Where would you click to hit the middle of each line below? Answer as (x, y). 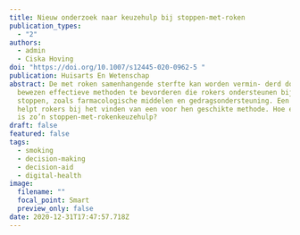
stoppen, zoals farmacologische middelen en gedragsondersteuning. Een (154, 101)
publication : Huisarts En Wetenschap (79, 76)
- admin (32, 51)
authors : (25, 42)
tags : (19, 142)
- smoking (35, 150)
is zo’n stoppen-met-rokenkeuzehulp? (87, 117)
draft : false (33, 126)
